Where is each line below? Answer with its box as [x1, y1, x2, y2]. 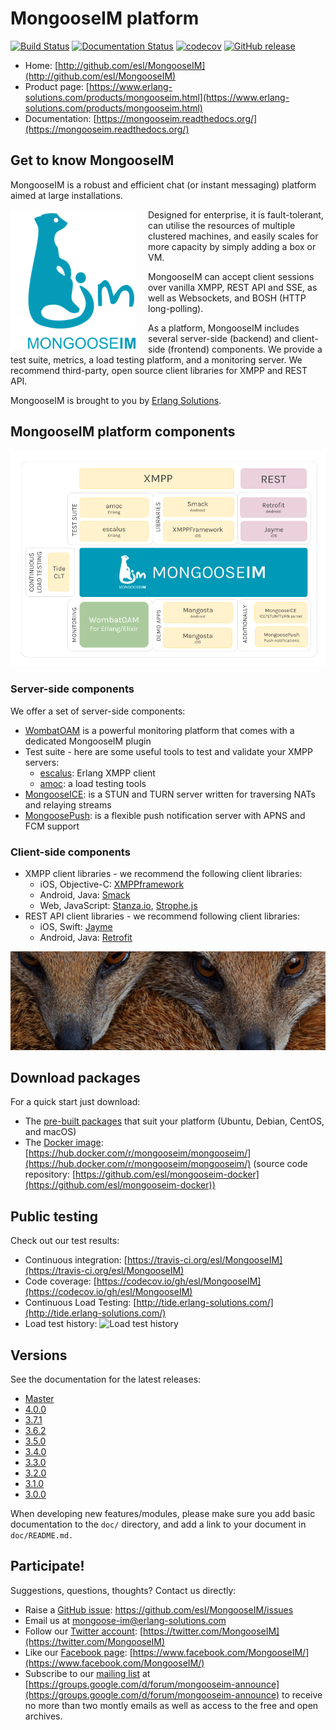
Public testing [10, 1208, 99, 1225]
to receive [281, 1688, 323, 1701]
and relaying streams [24, 798, 112, 811]
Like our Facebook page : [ [24, 1646, 133, 1658]
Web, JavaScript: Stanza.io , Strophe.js [39, 900, 198, 912]
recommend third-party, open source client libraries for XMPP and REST [10, 364, 308, 376]
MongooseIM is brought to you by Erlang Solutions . [10, 394, 222, 406]
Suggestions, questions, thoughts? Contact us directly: [10, 1584, 237, 1596]
